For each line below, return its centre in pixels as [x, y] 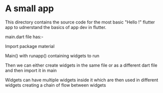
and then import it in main [31, 70]
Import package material [30, 46]
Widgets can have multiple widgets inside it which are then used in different [82, 80]
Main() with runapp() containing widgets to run [52, 56]
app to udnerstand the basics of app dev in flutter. [56, 27]
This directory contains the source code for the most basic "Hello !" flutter [80, 22]
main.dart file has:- [24, 37]
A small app [29, 9]
